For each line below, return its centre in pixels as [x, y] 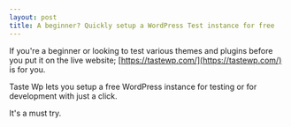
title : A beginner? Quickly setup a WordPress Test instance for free [142, 26]
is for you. [27, 69]
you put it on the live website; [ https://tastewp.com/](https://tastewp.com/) [145, 60]
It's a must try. [35, 113]
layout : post [33, 17]
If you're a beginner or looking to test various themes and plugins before [141, 50]
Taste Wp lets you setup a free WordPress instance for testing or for [133, 86]
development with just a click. [63, 96]
